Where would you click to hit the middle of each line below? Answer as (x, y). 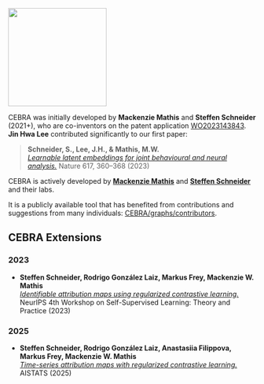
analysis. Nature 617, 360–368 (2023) (88, 166)
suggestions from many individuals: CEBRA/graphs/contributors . (113, 213)
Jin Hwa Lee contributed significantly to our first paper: (98, 134)
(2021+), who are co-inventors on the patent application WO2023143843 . (127, 126)
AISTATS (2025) (46, 373)
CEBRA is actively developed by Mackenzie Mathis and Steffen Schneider (130, 181)
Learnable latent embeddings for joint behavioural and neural (127, 157)
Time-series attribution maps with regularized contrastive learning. (128, 364)
